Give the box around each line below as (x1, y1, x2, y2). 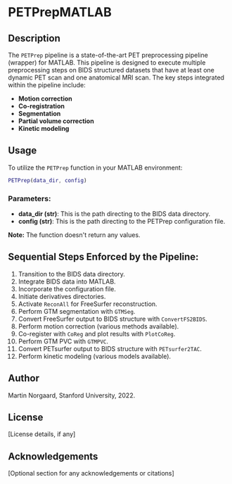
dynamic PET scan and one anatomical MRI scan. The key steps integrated (8, 73, 224, 82)
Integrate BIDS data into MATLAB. (18, 277, 116, 286)
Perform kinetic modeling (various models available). (18, 352, 172, 360)
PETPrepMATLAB (8, 4, 112, 20)
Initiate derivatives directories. (18, 292, 106, 300)
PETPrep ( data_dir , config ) (8, 177, 87, 184)
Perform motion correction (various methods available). (18, 321, 179, 331)
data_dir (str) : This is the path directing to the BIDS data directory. (18, 209, 210, 218)
